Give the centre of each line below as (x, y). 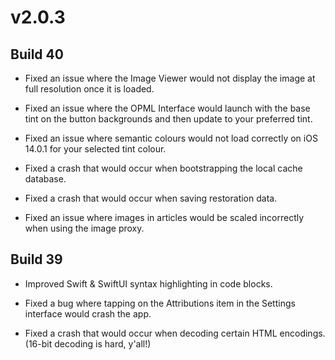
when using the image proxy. (84, 228)
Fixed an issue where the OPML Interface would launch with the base (167, 108)
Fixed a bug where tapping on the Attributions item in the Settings (160, 303)
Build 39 (36, 259)
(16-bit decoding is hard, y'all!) (88, 343)
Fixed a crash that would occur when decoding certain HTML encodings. (175, 333)
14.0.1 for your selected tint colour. (95, 149)
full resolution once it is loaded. (89, 89)
